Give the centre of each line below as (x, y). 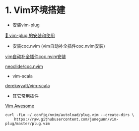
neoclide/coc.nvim (24, 66)
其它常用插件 (25, 96)
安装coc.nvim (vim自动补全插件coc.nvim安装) (59, 46)
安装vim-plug (26, 25)
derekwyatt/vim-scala (28, 85)
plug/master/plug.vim (28, 124)
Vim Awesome (20, 106)
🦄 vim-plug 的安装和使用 (30, 35)
